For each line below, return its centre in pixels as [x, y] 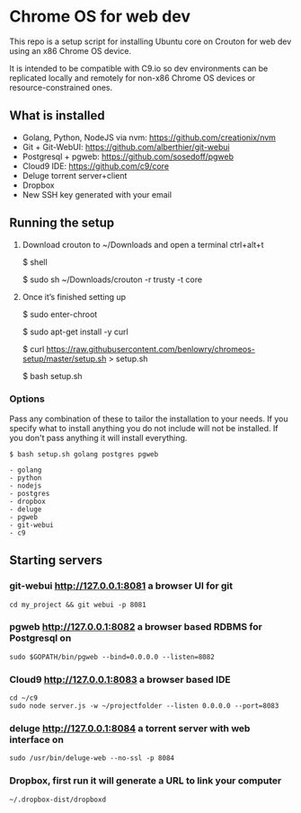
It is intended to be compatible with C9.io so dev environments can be [139, 68]
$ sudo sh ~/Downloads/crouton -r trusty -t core [112, 279]
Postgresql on [40, 638]
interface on [37, 740]
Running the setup [62, 223]
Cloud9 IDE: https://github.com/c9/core [95, 166]
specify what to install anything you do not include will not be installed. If [144, 428]
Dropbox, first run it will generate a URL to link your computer [146, 781]
